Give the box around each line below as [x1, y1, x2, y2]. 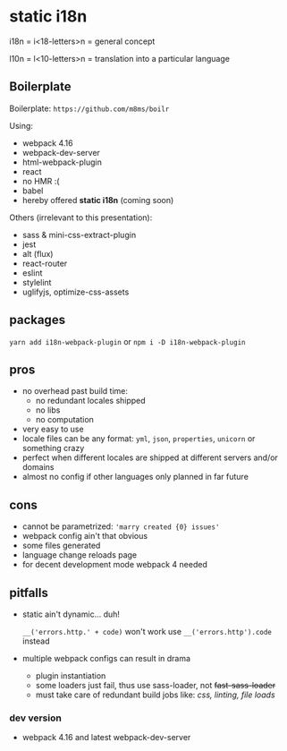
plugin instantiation [35, 670, 106, 681]
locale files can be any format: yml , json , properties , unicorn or [21, 433, 256, 444]
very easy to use [21, 423, 84, 435]
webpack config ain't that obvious [21, 531, 148, 542]
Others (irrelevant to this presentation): [9, 212, 153, 223]
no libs [35, 405, 61, 415]
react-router [21, 258, 68, 269]
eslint [21, 267, 43, 278]
